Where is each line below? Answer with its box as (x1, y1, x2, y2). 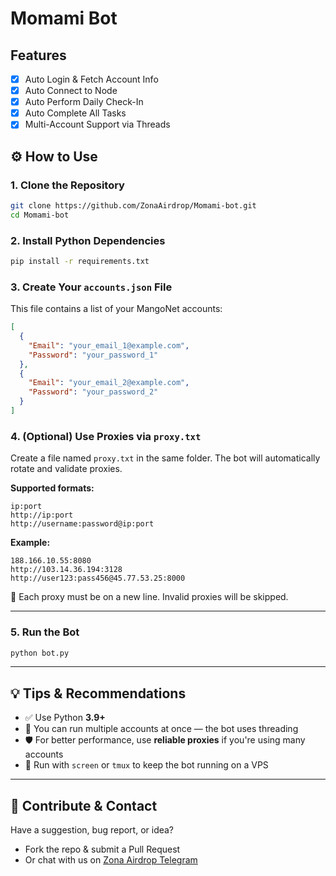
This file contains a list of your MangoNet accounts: (10, 303, 223, 315)
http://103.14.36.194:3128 (10, 565, 123, 575)
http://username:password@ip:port (10, 519, 155, 529)
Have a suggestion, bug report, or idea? (10, 824, 175, 836)
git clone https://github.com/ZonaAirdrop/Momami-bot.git (10, 201, 257, 211)
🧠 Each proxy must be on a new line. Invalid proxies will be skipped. (10, 591, 289, 603)
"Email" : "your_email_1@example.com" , (28, 340, 190, 351)
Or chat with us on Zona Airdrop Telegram (24, 854, 198, 866)
